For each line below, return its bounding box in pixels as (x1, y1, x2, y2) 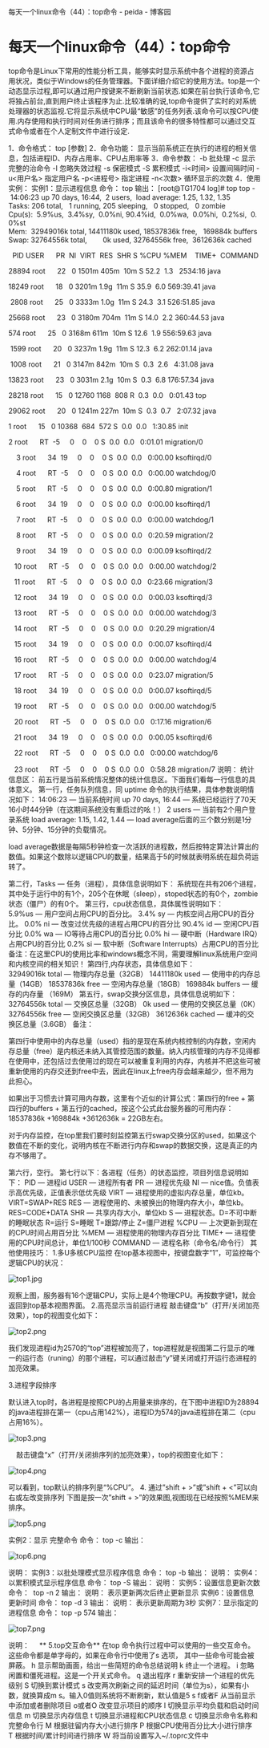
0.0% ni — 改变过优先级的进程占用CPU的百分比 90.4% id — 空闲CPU (23, 919, 253, 928)
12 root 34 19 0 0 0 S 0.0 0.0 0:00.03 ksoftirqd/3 (14, 592, 213, 602)
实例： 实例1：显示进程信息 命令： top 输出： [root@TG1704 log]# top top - (8, 183, 256, 193)
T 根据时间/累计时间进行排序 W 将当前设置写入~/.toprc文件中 (8, 1730, 209, 1740)
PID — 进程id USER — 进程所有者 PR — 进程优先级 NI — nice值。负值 (23, 1178, 252, 1187)
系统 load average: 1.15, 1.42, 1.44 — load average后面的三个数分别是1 (14, 814, 245, 824)
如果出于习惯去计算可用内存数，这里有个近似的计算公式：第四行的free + (8, 1093, 246, 1103)
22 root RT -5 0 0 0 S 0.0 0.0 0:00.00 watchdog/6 (14, 748, 219, 757)
